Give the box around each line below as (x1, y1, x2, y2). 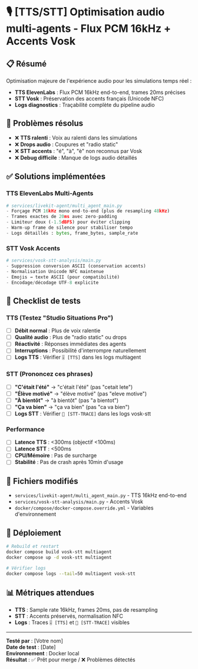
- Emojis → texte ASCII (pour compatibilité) (6, 274, 120, 280)
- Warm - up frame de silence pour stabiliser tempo (6, 225, 133, 230)
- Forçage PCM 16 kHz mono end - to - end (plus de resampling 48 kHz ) (6, 208, 170, 214)
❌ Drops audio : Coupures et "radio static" (14, 141, 118, 148)
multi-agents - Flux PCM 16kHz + (6, 22, 171, 35)
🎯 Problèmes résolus (6, 118, 84, 128)
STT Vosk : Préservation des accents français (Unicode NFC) (14, 95, 164, 102)
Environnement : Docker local (6, 650, 80, 657)
